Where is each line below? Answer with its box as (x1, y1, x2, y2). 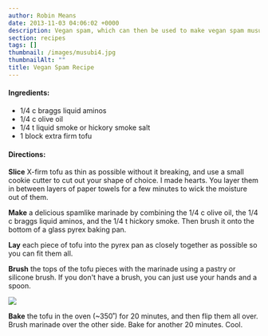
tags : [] (8, 41, 37, 49)
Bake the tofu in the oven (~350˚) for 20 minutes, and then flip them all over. (8, 311, 258, 321)
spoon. (8, 281, 32, 291)
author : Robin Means (8, 11, 77, 20)
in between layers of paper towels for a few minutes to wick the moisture (8, 184, 248, 193)
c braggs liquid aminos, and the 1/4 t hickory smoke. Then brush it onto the (8, 217, 255, 226)
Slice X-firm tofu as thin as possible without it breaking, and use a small (8, 167, 245, 177)
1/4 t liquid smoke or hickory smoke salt (19, 123, 151, 132)
